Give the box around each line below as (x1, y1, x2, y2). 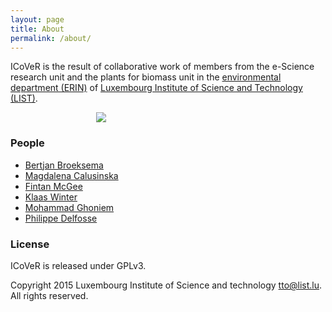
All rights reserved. (10, 289, 89, 301)
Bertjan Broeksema (24, 159, 104, 171)
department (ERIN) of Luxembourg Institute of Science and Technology (10, 82, 303, 94)
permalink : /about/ (10, 33, 92, 43)
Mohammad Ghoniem (24, 201, 115, 213)
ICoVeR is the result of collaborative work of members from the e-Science (10, 61, 315, 73)
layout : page (10, 14, 65, 25)
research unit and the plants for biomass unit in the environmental (10, 71, 282, 83)
